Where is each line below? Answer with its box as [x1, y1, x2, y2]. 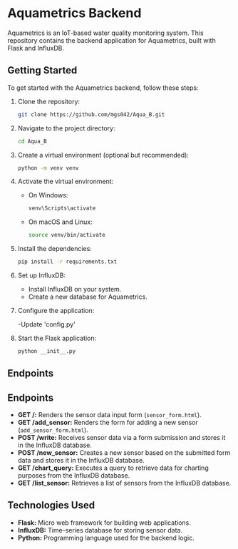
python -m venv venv [17, 164, 79, 172]
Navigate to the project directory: [17, 123, 115, 133]
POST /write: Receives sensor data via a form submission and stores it [17, 433, 226, 442]
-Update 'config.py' [17, 320, 76, 329]
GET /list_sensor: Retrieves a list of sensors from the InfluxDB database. [17, 479, 232, 488]
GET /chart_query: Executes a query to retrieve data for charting [17, 463, 209, 472]
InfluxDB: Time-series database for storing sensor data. [17, 525, 183, 534]
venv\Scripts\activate [28, 205, 96, 212]
